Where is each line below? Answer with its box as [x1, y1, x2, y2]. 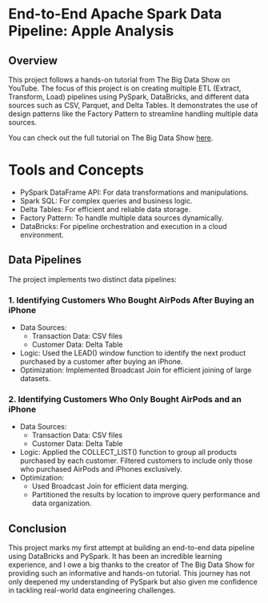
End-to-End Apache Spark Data [8, 5, 222, 23]
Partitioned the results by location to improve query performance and [31, 490, 261, 500]
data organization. [31, 498, 92, 509]
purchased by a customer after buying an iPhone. [19, 357, 183, 367]
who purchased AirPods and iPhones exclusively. [19, 464, 182, 474]
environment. [19, 230, 64, 239]
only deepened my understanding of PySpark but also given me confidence [8, 577, 258, 587]
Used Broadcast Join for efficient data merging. [31, 481, 190, 491]
